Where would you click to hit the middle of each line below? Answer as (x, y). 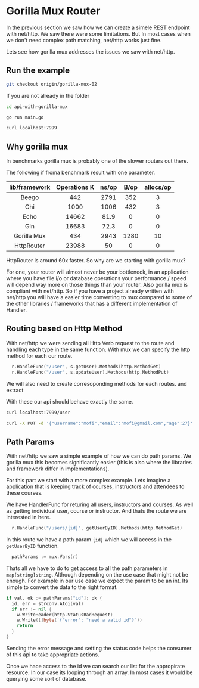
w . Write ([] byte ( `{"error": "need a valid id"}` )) (80, 620)
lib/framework (30, 187)
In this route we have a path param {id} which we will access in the (89, 540)
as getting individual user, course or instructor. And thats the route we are (97, 511)
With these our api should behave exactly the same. (70, 401)
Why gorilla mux (37, 146)
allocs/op (158, 187)
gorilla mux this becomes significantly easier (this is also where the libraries (99, 463)
